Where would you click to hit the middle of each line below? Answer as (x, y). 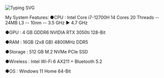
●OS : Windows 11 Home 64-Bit (38, 71)
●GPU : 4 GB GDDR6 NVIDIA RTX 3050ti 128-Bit (55, 32)
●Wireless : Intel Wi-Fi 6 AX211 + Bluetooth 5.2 (54, 61)
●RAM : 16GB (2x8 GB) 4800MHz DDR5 (47, 42)
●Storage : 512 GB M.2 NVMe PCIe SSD (47, 52)
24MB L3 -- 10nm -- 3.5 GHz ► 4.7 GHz (46, 23)
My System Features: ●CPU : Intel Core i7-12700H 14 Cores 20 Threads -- (82, 17)
